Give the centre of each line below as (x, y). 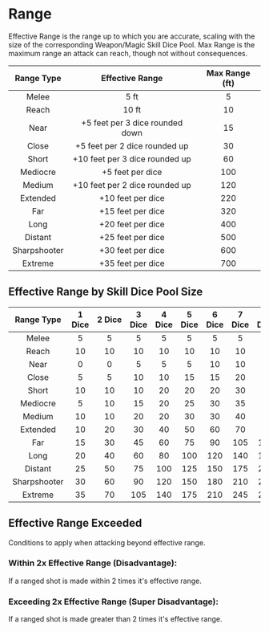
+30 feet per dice (132, 250)
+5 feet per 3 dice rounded (132, 123)
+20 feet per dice (132, 224)
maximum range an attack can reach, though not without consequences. (128, 53)
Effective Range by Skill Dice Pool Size (106, 292)
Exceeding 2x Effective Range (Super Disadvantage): (113, 601)
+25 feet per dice (132, 237)
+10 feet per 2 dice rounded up (132, 185)
